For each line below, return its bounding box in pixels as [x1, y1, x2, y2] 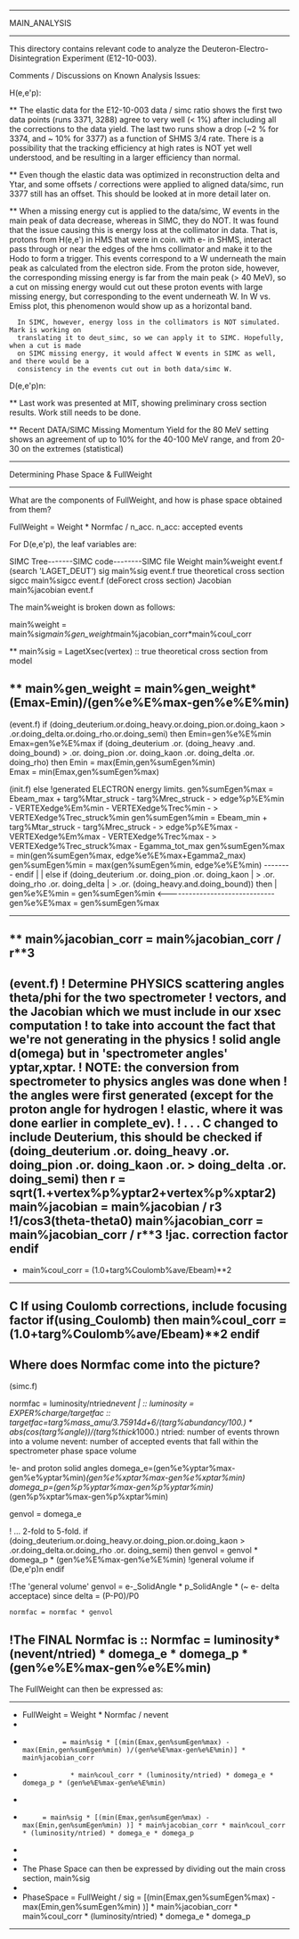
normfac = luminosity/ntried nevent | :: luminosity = [9, 1398, 195, 1409]
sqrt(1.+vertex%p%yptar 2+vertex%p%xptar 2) [9, 1185, 277, 1201]
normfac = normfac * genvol [9, 1608, 114, 1617]
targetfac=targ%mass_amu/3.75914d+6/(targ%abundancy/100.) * [9, 1417, 253, 1428]
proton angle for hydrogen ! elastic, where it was [9, 1102, 283, 1117]
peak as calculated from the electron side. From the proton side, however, [9, 262, 280, 273]
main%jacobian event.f [9, 585, 93, 595]
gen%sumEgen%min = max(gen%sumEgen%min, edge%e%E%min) [9, 859, 263, 870]
